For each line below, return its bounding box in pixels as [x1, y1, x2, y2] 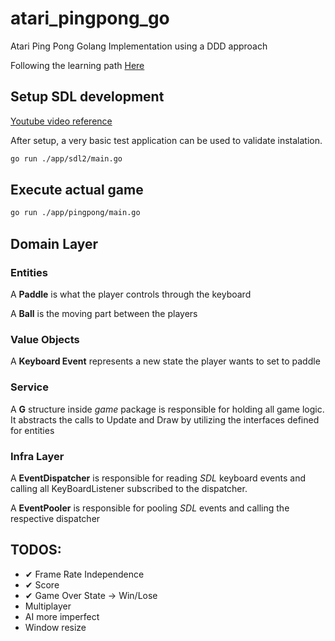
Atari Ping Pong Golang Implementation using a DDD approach [10, 40, 268, 52]
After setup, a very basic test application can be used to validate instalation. [10, 134, 323, 146]
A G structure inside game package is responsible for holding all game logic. [10, 403, 325, 415]
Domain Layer [10, 235, 99, 252]
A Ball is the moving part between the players [10, 308, 198, 319]
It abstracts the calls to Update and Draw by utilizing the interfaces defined [10, 413, 320, 426]
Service [10, 380, 49, 394]
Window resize [24, 621, 87, 633]
